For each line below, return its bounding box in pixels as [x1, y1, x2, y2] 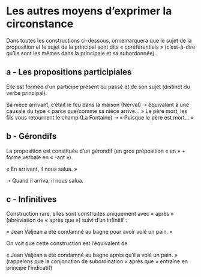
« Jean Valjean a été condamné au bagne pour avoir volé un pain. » [6, 228, 173, 236]
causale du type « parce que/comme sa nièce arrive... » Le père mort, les [6, 107, 188, 115]
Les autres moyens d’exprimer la [6, 4, 172, 18]
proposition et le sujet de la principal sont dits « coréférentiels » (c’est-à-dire [6, 43, 196, 50]
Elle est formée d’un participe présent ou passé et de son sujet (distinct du [6, 83, 190, 90]
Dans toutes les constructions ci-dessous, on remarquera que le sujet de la [6, 37, 192, 44]
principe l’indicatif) [6, 264, 53, 272]
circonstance [6, 17, 74, 31]
